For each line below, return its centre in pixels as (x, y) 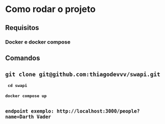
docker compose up (26, 96)
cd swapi (17, 86)
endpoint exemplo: (30, 111)
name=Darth (20, 117)
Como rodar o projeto (50, 9)
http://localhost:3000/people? (98, 111)
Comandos (23, 58)
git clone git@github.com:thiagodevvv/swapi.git (83, 74)
